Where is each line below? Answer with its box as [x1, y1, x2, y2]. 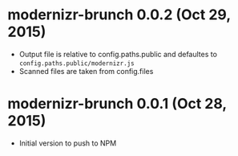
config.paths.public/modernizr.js [18, 59, 135, 68]
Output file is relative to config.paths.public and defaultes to [18, 49, 218, 59]
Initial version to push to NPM [18, 138, 117, 148]
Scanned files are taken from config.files [18, 66, 154, 76]
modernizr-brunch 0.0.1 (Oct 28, [7, 95, 228, 113]
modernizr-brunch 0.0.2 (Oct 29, [7, 6, 231, 24]
